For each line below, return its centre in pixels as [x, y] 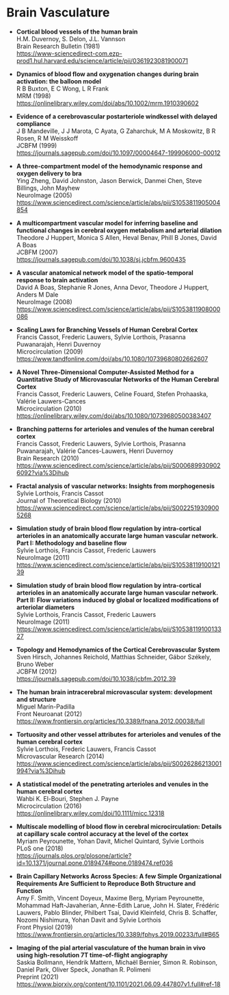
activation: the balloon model [59, 81]
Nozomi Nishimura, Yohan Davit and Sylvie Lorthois [89, 920]
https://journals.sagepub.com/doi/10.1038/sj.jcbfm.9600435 [101, 259]
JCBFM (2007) [37, 252]
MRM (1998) [33, 96]
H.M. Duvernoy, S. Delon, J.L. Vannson [71, 38]
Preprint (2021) [37, 976]
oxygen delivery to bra [49, 173]
